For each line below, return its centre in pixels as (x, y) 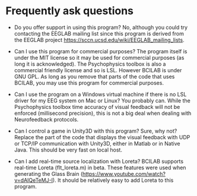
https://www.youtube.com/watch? (124, 173)
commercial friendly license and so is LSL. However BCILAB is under (98, 70)
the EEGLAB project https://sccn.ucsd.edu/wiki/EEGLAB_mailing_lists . (99, 40)
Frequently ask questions (70, 11)
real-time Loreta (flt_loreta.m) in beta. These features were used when (100, 168)
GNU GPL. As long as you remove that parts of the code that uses (94, 76)
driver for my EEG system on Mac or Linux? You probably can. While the (102, 100)
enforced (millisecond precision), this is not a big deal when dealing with (103, 113)
